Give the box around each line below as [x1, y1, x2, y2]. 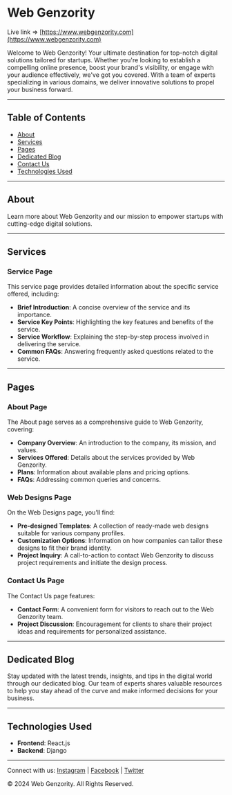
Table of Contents [7, 112, 86, 124]
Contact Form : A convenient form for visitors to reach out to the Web [17, 605, 214, 614]
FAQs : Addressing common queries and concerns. [17, 475, 161, 483]
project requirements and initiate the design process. [17, 559, 168, 567]
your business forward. [7, 85, 73, 93]
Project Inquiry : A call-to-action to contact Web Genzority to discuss [17, 551, 214, 560]
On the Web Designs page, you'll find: [7, 508, 115, 517]
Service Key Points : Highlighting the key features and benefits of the [17, 318, 214, 326]
